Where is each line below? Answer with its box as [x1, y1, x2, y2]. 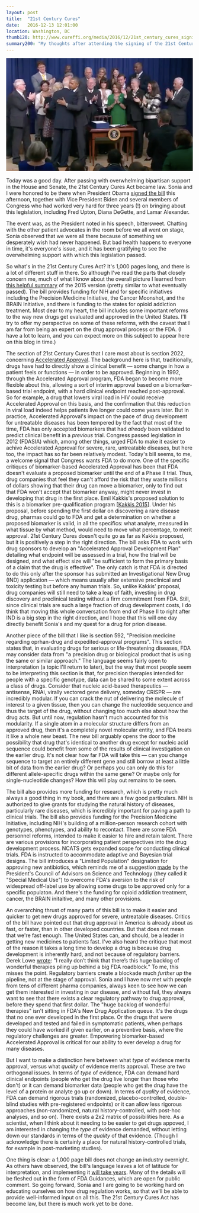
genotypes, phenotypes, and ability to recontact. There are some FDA [6, 826, 176, 833]
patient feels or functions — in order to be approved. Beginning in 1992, [6, 369, 181, 376]
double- [168, 1095, 188, 1102]
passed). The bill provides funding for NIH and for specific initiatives [6, 288, 173, 296]
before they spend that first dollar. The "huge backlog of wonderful [6, 1001, 170, 1008]
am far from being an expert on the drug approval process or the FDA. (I [6, 326, 182, 333]
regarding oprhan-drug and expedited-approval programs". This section [6, 638, 182, 646]
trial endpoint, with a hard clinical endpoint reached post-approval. [23, 388, 185, 395]
